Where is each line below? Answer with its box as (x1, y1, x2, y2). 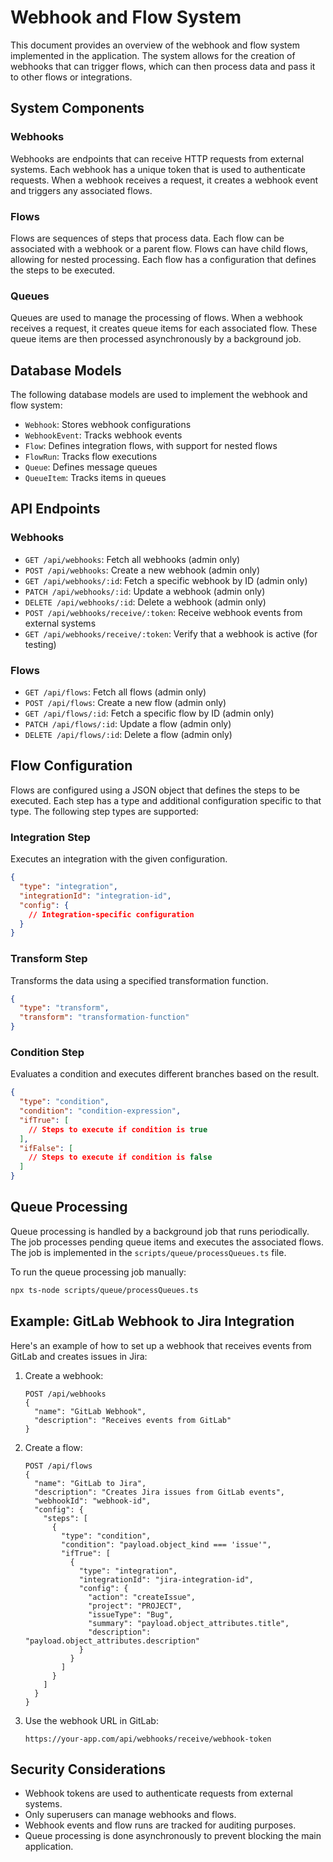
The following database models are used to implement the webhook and (10, 389, 308, 401)
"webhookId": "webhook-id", (34, 1496, 152, 1506)
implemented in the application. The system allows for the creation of (10, 49, 296, 61)
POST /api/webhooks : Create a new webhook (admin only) (24, 564, 261, 576)
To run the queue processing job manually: (10, 1266, 187, 1278)
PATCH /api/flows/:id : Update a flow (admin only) (24, 718, 232, 730)
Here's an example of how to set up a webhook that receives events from (10, 1339, 312, 1351)
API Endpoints (10, 501, 101, 518)
